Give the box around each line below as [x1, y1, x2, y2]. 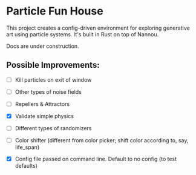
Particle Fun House [6, 4, 104, 18]
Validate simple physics [15, 112, 74, 119]
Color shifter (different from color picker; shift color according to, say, [15, 137, 189, 144]
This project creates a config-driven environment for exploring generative [6, 24, 190, 31]
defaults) [15, 162, 38, 170]
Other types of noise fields [15, 88, 82, 95]
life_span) [15, 144, 40, 151]
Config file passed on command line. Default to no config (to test [15, 156, 177, 163]
